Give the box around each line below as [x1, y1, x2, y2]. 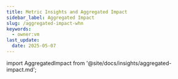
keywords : [6, 26, 32, 32]
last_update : [6, 37, 40, 43]
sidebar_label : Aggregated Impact [6, 15, 95, 21]
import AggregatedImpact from [6, 59, 85, 67]
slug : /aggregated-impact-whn [6, 20, 84, 26]
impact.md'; [6, 66, 37, 73]
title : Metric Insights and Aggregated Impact [6, 9, 128, 15]
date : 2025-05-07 [12, 43, 56, 49]
